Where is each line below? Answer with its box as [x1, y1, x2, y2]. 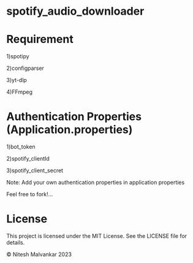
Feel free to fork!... [6, 191, 53, 198]
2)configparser [6, 64, 45, 72]
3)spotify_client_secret [6, 167, 63, 174]
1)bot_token [6, 143, 36, 151]
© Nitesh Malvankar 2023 [6, 251, 72, 258]
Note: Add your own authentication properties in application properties [6, 179, 185, 186]
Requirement [6, 32, 74, 47]
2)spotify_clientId [6, 155, 50, 162]
